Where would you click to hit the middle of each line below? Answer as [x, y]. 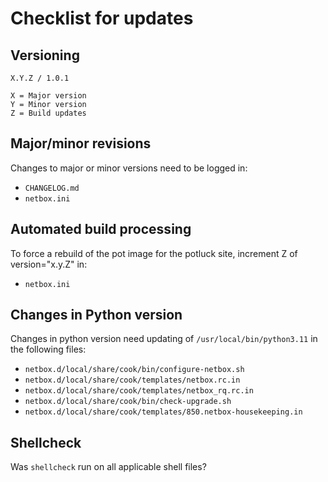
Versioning [45, 55]
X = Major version [48, 96]
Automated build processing [101, 229]
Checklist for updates [102, 18]
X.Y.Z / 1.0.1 [40, 78]
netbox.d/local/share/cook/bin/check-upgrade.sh [128, 402]
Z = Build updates [48, 113]
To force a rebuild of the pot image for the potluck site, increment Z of [154, 253]
